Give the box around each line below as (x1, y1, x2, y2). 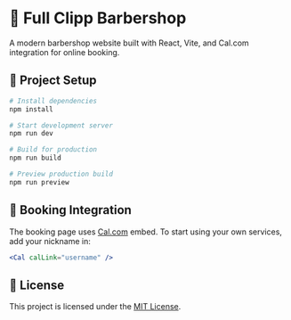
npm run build (9, 153, 62, 163)
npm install (9, 104, 53, 114)
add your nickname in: (9, 235, 91, 246)
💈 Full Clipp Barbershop (9, 8, 187, 29)
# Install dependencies (9, 96, 98, 105)
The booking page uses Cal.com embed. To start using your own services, (9, 226, 283, 237)
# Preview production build (9, 169, 114, 178)
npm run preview (9, 177, 69, 186)
